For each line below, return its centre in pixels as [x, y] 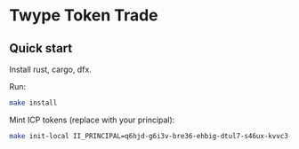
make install [33, 103]
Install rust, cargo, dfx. [50, 69]
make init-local [39, 136]
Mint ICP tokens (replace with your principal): [92, 120]
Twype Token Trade [84, 16]
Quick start [41, 48]
